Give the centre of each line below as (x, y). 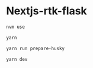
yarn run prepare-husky (36, 48)
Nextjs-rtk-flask (46, 11)
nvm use (16, 27)
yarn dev (17, 59)
